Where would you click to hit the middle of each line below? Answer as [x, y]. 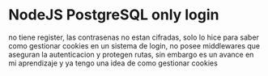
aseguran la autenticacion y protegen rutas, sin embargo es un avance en [131, 54]
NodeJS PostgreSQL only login [114, 15]
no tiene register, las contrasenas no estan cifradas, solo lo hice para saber [134, 37]
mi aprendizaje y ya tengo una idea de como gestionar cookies [113, 63]
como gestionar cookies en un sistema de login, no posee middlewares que [134, 45]
